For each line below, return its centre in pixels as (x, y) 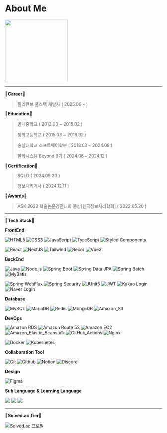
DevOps (14, 318)
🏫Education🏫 (19, 114)
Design (13, 371)
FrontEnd (15, 230)
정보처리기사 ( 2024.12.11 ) (43, 186)
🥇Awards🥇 (16, 196)
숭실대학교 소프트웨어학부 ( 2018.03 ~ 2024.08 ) (65, 145)
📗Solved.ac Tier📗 (23, 415)
